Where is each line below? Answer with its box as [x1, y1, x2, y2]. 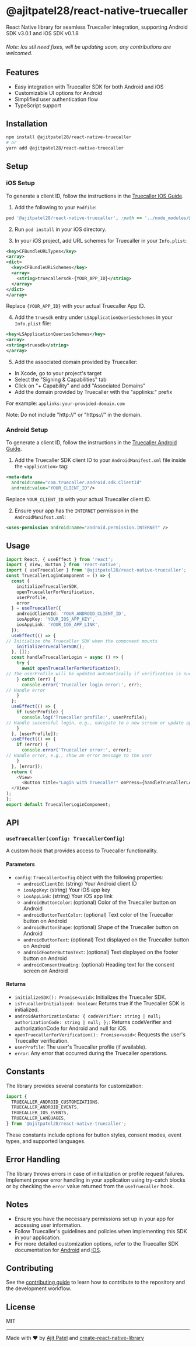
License [6, 1302, 36, 1312]
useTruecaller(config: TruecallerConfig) [6, 835, 125, 842]
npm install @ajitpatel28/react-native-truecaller [6, 134, 132, 140]
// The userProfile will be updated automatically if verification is [6, 671, 181, 676]
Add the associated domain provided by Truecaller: [14, 358, 138, 365]
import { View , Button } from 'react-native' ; [6, 562, 121, 568]
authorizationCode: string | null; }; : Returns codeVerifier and [14, 1018, 172, 1025]
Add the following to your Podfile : [14, 203, 97, 210]
